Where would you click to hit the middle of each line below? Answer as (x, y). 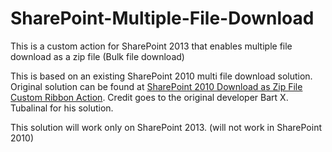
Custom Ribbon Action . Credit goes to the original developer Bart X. (149, 97)
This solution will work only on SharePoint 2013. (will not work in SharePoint (166, 127)
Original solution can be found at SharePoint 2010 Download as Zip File (156, 86)
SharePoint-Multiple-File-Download (162, 18)
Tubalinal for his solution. (62, 108)
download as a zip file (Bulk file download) (97, 56)
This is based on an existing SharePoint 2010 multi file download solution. (161, 76)
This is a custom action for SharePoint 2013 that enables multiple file (151, 46)
